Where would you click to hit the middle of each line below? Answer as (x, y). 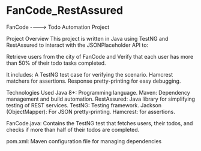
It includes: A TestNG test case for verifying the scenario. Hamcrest (90, 74)
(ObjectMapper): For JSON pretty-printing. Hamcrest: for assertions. (91, 111)
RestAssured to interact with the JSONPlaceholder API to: (77, 45)
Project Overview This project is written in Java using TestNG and (87, 38)
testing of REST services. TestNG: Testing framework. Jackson (84, 105)
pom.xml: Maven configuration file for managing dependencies (84, 141)
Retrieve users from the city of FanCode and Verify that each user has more (100, 56)
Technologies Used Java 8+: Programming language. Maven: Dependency (98, 92)
